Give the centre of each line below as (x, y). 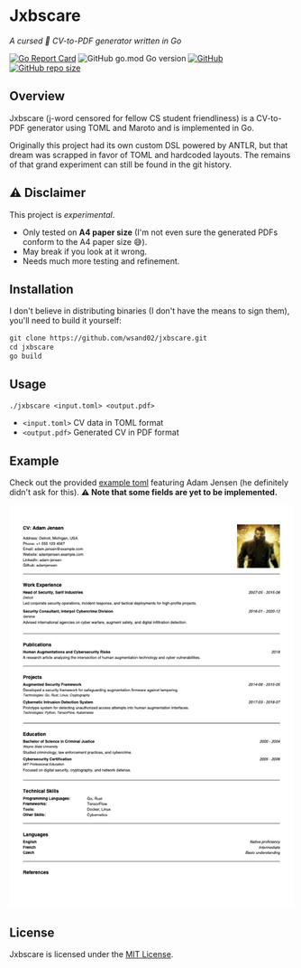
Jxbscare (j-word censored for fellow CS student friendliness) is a (132, 117)
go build (26, 357)
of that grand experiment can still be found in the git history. (121, 164)
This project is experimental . (62, 214)
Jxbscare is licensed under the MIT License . (91, 954)
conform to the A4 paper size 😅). (85, 241)
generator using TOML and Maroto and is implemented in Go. (141, 127)
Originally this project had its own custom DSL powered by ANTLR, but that (149, 145)
